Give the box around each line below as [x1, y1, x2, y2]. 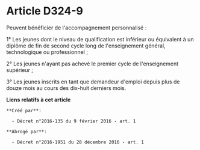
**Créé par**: [6, 107, 42, 113]
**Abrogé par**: [6, 128, 47, 134]
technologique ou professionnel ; [6, 48, 89, 55]
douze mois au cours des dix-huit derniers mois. [6, 84, 127, 91]
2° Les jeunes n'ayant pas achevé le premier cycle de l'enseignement [6, 60, 179, 67]
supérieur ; [6, 66, 34, 73]
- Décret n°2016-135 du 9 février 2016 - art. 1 [11, 118, 136, 124]
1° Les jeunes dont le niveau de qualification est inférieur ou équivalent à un [6, 35, 194, 43]
